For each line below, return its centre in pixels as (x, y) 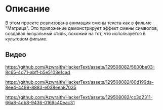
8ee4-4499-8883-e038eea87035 (41, 87)
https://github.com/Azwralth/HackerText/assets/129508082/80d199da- (80, 82)
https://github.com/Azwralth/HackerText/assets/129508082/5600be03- (80, 67)
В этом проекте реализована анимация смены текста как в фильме (78, 23)
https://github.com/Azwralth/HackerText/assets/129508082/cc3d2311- (79, 97)
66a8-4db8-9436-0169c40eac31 (40, 102)
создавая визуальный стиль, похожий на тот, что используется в (75, 33)
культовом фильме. (26, 39)
